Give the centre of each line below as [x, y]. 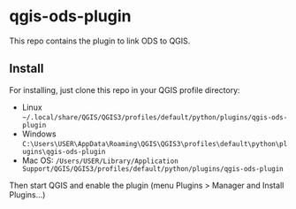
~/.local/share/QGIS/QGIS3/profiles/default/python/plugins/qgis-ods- [155, 117]
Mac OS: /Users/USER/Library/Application [100, 160]
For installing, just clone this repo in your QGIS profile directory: [125, 89]
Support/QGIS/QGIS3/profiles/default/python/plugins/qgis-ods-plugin [153, 169]
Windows [39, 134]
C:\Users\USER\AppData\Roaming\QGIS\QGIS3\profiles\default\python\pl [155, 143]
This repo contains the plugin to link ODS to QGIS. [100, 41]
